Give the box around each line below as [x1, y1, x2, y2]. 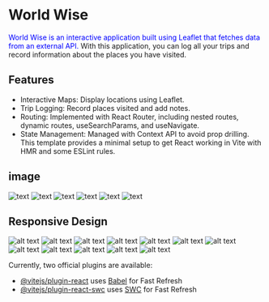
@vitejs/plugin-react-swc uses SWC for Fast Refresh [19, 285, 197, 295]
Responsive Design [8, 215, 108, 228]
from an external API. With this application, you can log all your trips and [8, 40, 250, 50]
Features [8, 73, 54, 87]
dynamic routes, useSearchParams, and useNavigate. [19, 120, 200, 130]
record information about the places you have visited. [8, 49, 187, 59]
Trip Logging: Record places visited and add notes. [19, 103, 190, 113]
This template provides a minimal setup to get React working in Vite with [19, 138, 262, 147]
